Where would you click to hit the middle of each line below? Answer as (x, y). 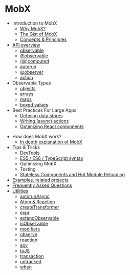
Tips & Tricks (26, 147)
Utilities (20, 191)
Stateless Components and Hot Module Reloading (72, 174)
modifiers (30, 229)
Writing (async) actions (44, 121)
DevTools (30, 153)
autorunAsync (35, 196)
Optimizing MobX (38, 163)
